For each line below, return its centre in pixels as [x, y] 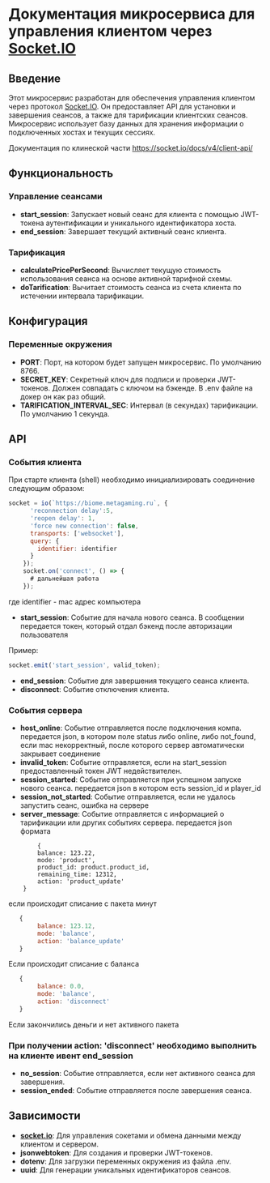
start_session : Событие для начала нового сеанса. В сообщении [132, 617]
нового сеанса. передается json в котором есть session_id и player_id [140, 788]
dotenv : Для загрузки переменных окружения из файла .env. [126, 1161]
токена [32, 223]
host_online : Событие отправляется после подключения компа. [131, 728]
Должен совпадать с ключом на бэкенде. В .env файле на [152, 388]
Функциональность [61, 174]
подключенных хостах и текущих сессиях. [82, 132]
